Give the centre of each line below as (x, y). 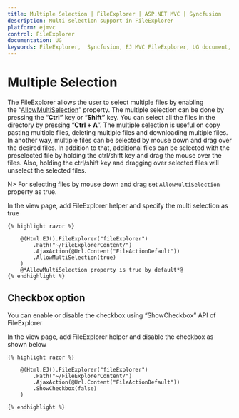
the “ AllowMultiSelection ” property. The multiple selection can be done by (116, 109)
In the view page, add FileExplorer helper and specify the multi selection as (118, 205)
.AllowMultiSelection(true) (75, 258)
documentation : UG (35, 41)
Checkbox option (46, 298)
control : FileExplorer (41, 34)
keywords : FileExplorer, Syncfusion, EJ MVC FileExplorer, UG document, (119, 47)
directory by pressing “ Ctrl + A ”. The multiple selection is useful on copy (114, 125)
